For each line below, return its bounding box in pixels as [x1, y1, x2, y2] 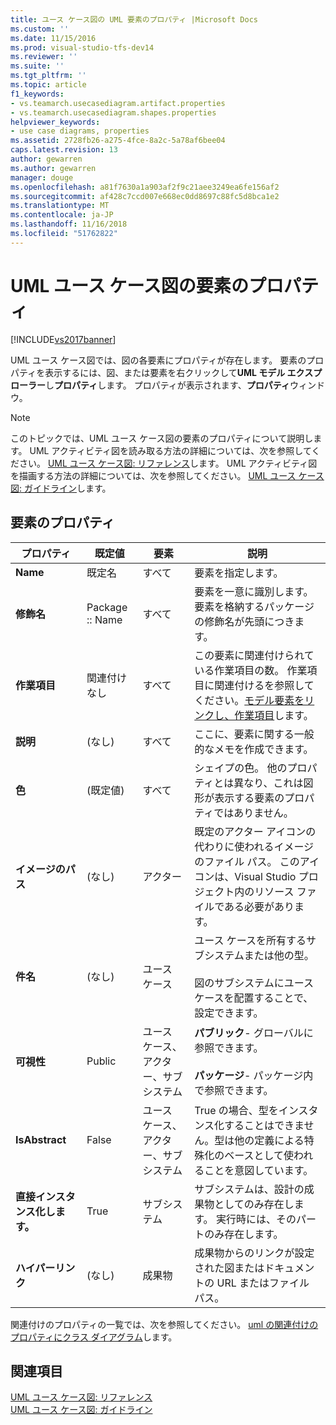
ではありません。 [213, 806, 294, 820]
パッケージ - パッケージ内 [194, 1068, 314, 1082]
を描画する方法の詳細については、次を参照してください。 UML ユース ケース [10, 469, 325, 481]
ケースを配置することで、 [194, 991, 314, 1005]
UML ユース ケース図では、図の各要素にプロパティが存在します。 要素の [10, 354, 307, 366]
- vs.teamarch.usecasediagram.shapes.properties [10, 107, 217, 118]
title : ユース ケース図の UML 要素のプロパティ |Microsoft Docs [10, 14, 258, 25]
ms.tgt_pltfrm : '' [10, 71, 87, 81]
